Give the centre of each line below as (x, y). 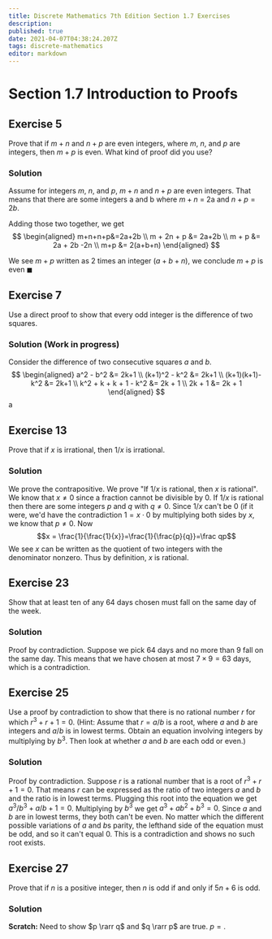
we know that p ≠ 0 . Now (51, 523)
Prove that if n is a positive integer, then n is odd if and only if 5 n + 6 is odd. (135, 888)
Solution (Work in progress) (64, 345)
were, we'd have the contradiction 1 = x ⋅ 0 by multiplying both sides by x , (132, 515)
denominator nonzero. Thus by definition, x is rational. (99, 557)
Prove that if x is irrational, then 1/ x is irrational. (86, 450)
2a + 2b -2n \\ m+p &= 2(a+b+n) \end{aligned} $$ (136, 246)
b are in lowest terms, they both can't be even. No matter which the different (136, 817)
